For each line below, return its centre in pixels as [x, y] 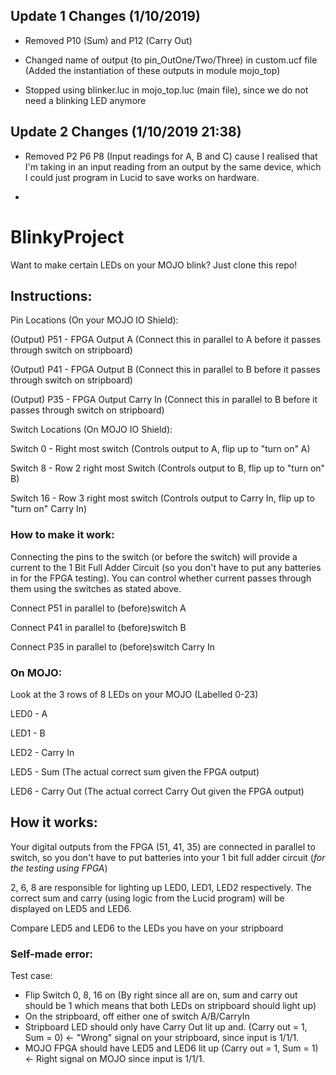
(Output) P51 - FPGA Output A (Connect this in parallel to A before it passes [166, 340]
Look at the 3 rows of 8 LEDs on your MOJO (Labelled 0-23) [134, 694]
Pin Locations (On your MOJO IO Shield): [94, 320]
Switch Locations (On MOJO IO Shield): [91, 430]
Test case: [31, 976]
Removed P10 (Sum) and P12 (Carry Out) [108, 40]
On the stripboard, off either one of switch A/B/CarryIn [137, 1016]
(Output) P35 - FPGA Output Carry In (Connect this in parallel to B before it [164, 400]
